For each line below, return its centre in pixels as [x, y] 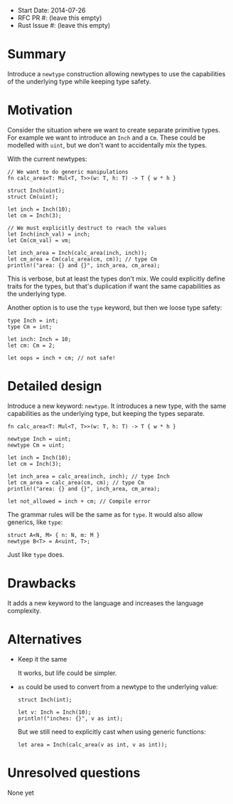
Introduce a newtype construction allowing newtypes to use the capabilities [116, 73]
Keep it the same [42, 659]
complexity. [24, 610]
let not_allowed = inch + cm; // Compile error [79, 501]
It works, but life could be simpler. [67, 673]
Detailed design [55, 386]
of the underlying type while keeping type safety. [79, 81]
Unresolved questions [74, 773]
